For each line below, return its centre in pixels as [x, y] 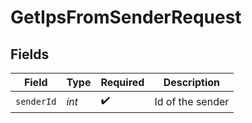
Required [122, 82]
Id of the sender [192, 101]
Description [192, 82]
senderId [36, 101]
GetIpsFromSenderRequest [126, 17]
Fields [30, 54]
